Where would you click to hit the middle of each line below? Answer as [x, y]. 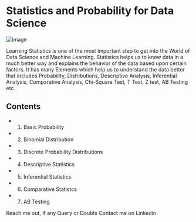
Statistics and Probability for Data [90, 11]
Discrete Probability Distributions [63, 152]
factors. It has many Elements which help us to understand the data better [95, 69]
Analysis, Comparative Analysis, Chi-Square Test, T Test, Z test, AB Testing [97, 82]
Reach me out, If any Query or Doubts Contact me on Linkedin [81, 213]
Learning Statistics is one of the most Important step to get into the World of [98, 50]
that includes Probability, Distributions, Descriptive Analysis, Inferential [92, 76]
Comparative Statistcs [50, 189]
